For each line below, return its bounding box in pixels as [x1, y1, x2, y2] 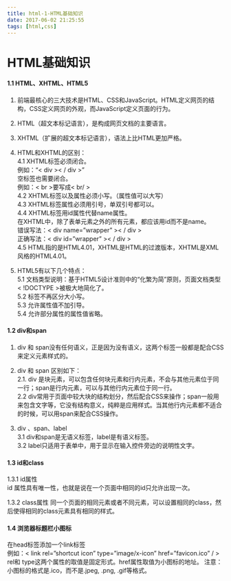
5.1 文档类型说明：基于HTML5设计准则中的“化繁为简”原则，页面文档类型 [16, 275, 221, 283]
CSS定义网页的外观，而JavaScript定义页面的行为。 [29, 104, 175, 112]
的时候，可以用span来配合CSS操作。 [16, 409, 122, 418]
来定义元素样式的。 [16, 351, 72, 360]
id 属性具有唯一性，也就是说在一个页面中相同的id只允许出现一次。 [7, 484, 194, 492]
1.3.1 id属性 [7, 475, 38, 483]
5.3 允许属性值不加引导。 [16, 300, 88, 309]
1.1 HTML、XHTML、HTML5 [7, 79, 89, 88]
